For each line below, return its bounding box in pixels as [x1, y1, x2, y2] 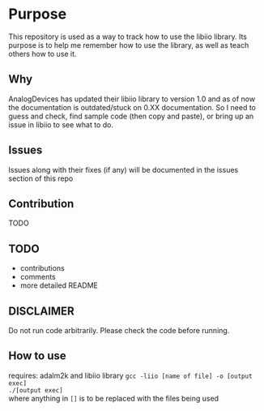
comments [19, 272, 56, 282]
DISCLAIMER [8, 304, 75, 318]
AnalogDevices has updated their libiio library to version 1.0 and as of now [8, 94, 256, 104]
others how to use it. [8, 49, 77, 58]
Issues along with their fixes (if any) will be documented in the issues [8, 165, 239, 174]
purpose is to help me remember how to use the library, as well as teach [8, 40, 249, 49]
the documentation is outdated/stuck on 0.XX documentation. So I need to [8, 102, 257, 112]
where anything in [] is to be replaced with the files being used [8, 393, 219, 403]
